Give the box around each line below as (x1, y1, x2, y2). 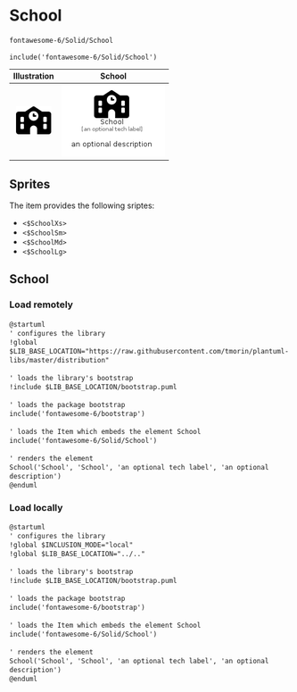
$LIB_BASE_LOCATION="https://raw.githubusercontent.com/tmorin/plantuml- (9, 346, 290, 355)
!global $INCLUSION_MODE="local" (9, 540, 134, 549)
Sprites (9, 176, 51, 192)
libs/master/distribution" (9, 355, 110, 364)
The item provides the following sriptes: (9, 200, 155, 211)
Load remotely (9, 298, 74, 311)
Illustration (12, 71, 55, 81)
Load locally (9, 501, 63, 513)
